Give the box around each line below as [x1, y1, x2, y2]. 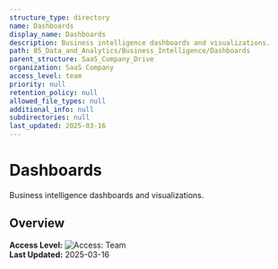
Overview [9, 216, 65, 231]
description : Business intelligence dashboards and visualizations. [9, 38, 271, 48]
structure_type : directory [9, 13, 110, 22]
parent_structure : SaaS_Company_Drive [9, 55, 154, 64]
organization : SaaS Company [9, 64, 115, 73]
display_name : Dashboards [9, 30, 106, 39]
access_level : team [9, 72, 83, 81]
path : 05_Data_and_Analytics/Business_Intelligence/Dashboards [9, 47, 251, 56]
